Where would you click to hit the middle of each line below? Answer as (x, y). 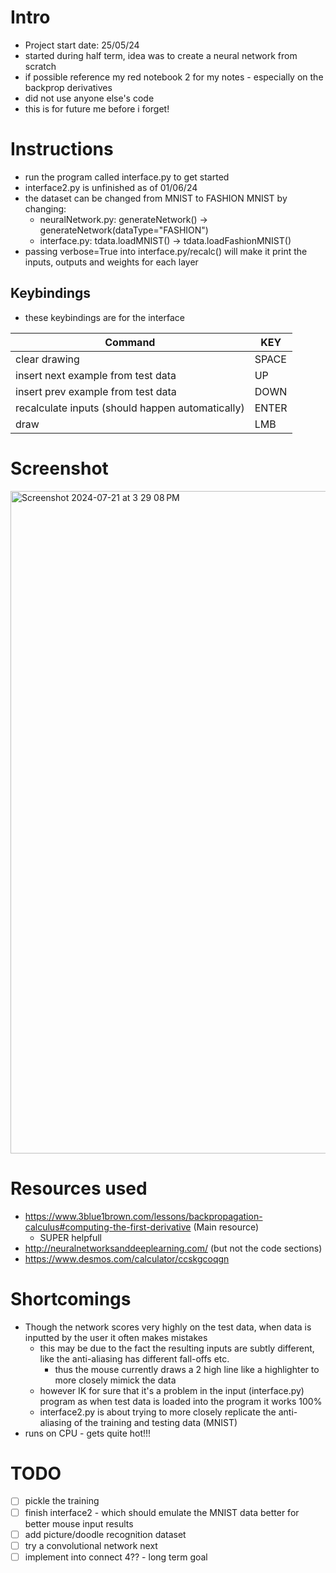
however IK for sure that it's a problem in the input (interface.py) (172, 1390)
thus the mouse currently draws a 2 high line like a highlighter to (187, 1369)
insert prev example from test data (96, 391)
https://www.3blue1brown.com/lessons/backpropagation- (143, 1216)
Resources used (79, 1188)
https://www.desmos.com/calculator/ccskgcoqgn (127, 1258)
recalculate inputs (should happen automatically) (130, 408)
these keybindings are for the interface (104, 317)
